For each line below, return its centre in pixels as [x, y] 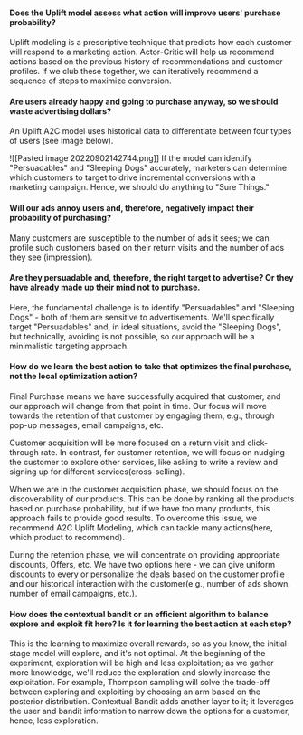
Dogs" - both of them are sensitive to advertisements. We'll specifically [142, 317]
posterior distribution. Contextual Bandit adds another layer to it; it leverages [151, 702]
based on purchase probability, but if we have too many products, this [140, 509]
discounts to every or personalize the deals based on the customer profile [147, 574]
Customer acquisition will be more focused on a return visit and [128, 443]
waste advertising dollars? [60, 111]
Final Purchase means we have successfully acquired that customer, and [145, 396]
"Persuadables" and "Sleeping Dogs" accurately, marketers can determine [148, 168]
